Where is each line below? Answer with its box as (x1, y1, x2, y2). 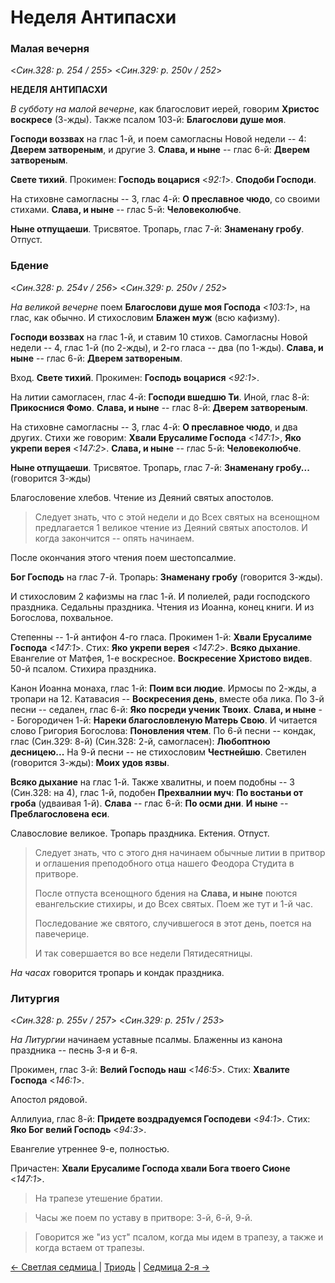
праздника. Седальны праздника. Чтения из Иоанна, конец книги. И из (10, 601, 315, 613)
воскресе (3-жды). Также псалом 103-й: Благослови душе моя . (10, 114, 287, 126)
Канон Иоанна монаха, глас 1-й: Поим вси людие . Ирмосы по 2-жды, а (10, 682, 317, 694)
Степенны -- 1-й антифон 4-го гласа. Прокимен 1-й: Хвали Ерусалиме (10, 631, 313, 643)
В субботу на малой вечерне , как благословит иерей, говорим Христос (10, 103, 320, 115)
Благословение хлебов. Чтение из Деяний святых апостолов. (10, 491, 274, 503)
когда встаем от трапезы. (34, 1242, 145, 1254)
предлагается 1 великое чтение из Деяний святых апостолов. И (34, 521, 308, 533)
